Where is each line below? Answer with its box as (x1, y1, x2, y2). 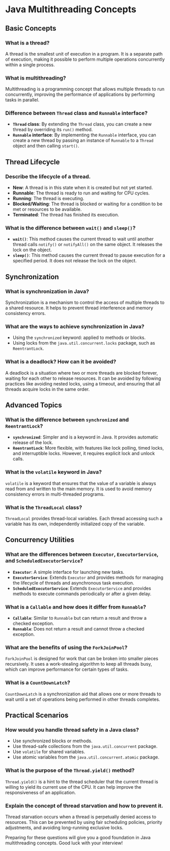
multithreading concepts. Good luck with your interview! (5, 840, 123, 846)
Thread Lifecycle (5, 157, 60, 166)
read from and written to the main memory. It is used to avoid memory (5, 485, 152, 492)
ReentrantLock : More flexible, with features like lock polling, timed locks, (12, 445, 164, 451)
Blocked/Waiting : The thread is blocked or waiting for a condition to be (12, 201, 163, 207)
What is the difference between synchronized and (5, 416, 129, 423)
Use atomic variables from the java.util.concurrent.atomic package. (12, 754, 159, 760)
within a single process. (5, 61, 55, 67)
